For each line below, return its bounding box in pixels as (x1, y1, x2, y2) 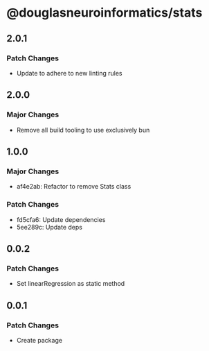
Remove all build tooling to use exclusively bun (16, 126, 150, 134)
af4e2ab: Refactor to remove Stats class (16, 182, 131, 191)
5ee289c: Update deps (16, 223, 82, 231)
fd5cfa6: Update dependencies (16, 215, 106, 223)
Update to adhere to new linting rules (16, 69, 122, 77)
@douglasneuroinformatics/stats (6, 5, 203, 21)
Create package (16, 336, 63, 344)
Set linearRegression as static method (16, 280, 125, 288)
